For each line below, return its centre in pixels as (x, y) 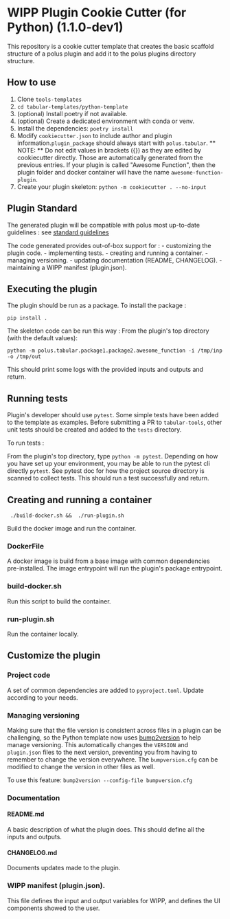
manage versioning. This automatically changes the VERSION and (98, 744)
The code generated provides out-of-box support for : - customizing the (109, 245)
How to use (32, 83)
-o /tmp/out (24, 357)
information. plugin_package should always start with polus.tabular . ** (116, 143)
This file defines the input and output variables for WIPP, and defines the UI (114, 900)
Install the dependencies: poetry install (75, 128)
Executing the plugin (52, 289)
